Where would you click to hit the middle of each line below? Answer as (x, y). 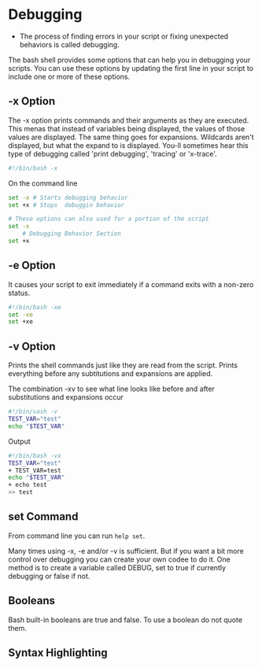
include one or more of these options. (69, 76)
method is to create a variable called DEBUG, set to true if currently (117, 567)
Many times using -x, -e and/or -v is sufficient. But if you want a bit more (126, 551)
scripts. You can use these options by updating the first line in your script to (131, 68)
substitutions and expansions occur (66, 397)
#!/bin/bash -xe (35, 307)
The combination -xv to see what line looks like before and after (111, 389)
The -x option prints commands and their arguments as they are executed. (129, 120)
